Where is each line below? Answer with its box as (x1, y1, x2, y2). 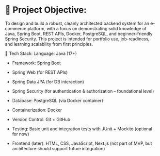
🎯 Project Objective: (5, 4, 87, 16)
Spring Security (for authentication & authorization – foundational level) (12, 88, 154, 94)
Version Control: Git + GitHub (12, 116, 71, 122)
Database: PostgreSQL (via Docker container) (12, 97, 103, 104)
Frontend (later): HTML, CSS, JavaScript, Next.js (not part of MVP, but (12, 140, 152, 146)
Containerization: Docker (12, 107, 62, 113)
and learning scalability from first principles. (5, 41, 93, 47)
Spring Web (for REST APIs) (12, 69, 68, 75)
